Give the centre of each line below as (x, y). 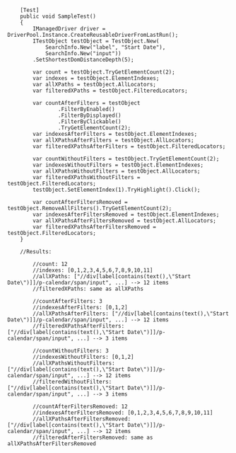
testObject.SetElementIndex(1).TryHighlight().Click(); (117, 190)
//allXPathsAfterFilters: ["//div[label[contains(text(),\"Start (131, 314)
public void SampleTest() (58, 16)
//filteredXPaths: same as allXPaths (88, 289)
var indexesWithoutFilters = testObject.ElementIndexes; (118, 165)
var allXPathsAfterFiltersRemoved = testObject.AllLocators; (125, 221)
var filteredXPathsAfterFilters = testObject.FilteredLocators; (129, 147)
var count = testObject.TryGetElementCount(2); (104, 72)
